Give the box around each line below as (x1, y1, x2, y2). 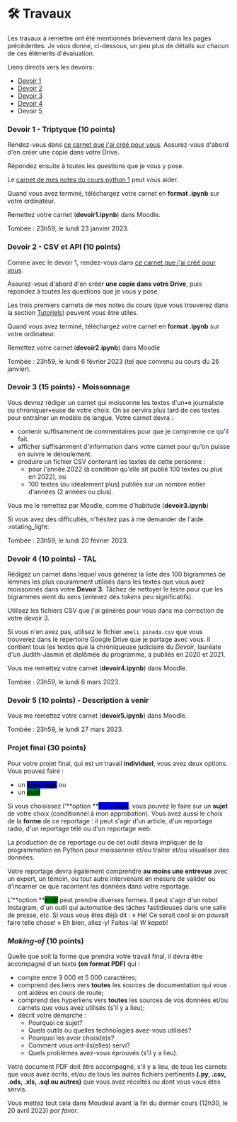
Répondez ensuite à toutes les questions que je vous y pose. (7, 162, 184, 170)
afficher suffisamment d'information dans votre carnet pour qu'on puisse (17, 442, 231, 450)
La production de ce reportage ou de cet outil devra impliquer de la (7, 838, 203, 846)
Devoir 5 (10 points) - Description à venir (7, 696, 149, 706)
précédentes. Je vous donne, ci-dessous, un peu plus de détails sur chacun (7, 41, 229, 50)
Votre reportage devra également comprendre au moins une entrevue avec (7, 867, 228, 875)
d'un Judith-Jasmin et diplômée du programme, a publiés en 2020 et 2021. (7, 650, 226, 659)
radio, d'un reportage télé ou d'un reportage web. (7, 824, 152, 833)
